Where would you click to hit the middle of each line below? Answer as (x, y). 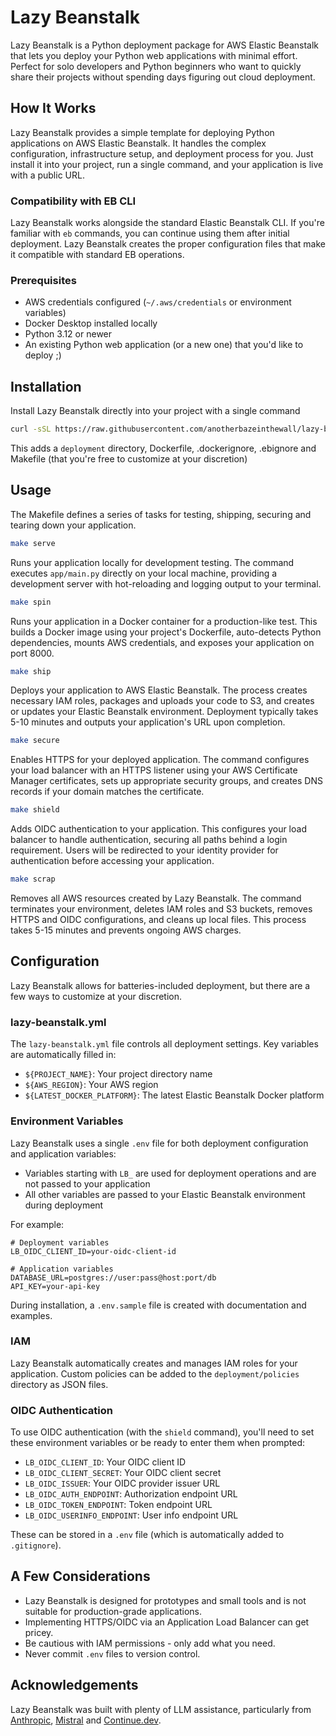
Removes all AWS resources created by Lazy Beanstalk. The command (156, 898)
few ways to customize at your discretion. (96, 996)
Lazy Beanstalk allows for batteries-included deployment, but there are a (160, 985)
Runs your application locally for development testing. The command (152, 562)
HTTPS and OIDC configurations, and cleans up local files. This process (158, 920)
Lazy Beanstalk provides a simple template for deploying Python (142, 132)
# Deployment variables (60, 1242)
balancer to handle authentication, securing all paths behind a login (149, 840)
